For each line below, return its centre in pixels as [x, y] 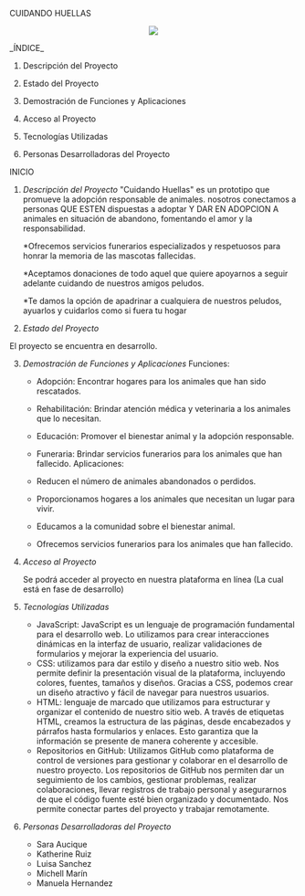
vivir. [45, 509]
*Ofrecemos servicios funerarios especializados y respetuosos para [152, 246]
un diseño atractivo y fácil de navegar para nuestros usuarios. [152, 692]
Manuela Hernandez [74, 883]
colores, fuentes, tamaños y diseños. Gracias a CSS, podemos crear [165, 683]
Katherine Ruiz [64, 854]
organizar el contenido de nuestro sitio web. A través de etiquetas [160, 712]
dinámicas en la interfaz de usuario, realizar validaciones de [149, 644]
